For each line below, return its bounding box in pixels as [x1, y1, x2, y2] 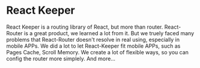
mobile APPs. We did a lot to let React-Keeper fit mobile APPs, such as [6, 42, 181, 50]
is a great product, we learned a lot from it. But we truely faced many [23, 29, 195, 36]
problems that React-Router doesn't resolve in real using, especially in [6, 36, 180, 43]
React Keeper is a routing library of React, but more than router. [6, 23, 163, 30]
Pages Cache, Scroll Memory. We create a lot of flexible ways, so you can [6, 48, 189, 55]
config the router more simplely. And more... [6, 55, 116, 62]
